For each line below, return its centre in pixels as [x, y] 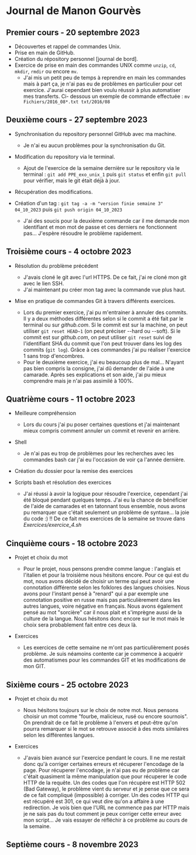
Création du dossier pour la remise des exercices [74, 471]
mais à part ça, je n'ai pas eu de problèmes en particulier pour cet [103, 84]
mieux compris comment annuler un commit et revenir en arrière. [102, 431]
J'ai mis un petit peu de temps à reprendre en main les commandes [104, 78]
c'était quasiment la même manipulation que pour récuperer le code [105, 776]
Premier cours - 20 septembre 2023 [73, 33]
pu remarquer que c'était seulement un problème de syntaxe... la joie [106, 512]
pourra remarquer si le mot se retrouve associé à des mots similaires [106, 729]
